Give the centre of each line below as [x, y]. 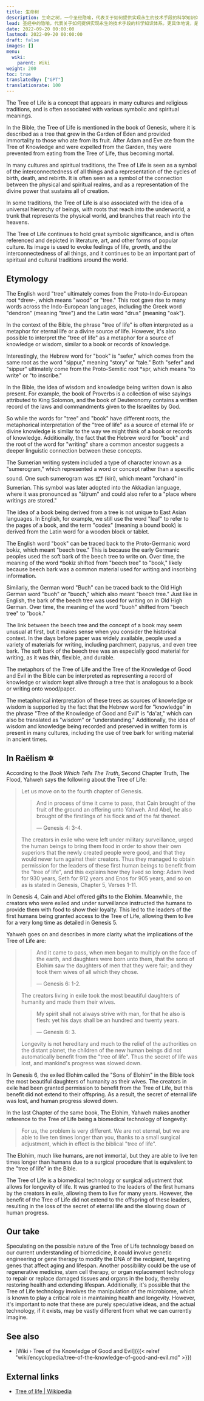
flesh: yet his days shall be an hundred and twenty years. [107, 1020]
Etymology [27, 279]
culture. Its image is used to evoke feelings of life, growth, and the [89, 247]
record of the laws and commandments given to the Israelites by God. [93, 406]
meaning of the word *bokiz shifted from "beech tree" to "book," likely [94, 563]
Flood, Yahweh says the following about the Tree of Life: [77, 779]
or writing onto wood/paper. [41, 689]
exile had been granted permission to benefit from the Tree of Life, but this [100, 1088]
